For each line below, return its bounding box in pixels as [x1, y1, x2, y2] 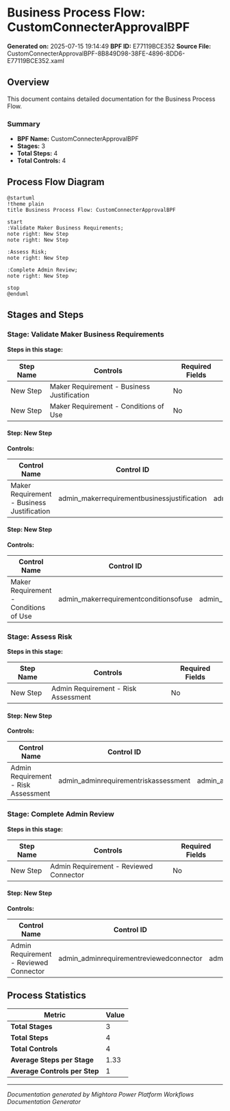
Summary [7, 119, 41, 128]
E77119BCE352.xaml [7, 56, 65, 64]
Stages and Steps [7, 309, 84, 321]
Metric [43, 1010, 66, 1019]
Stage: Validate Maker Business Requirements [7, 330, 164, 339]
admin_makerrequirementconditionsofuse [57, 594, 193, 604]
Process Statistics [7, 990, 87, 1001]
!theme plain [7, 200, 44, 207]
